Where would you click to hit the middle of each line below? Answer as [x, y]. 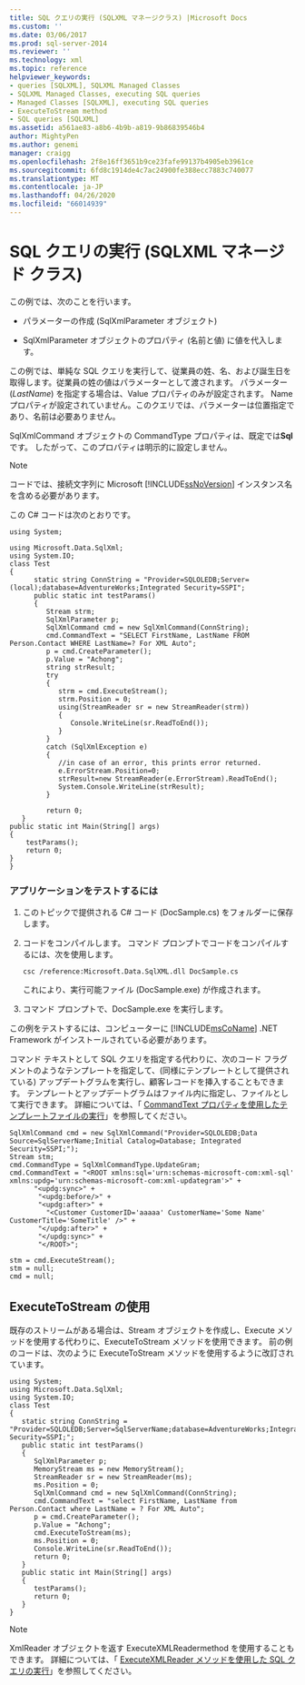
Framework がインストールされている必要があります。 [110, 1040]
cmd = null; [32, 1276]
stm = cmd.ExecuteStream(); [63, 1261]
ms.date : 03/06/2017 [49, 35]
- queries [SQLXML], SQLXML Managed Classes [95, 86]
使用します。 [94, 954]
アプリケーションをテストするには [84, 891]
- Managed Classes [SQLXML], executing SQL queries [109, 102]
